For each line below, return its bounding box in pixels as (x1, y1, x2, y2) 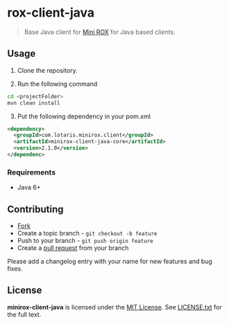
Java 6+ (17, 183, 41, 192)
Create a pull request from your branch (17, 244, 129, 252)
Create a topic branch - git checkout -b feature (17, 228, 158, 237)
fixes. (7, 264, 23, 273)
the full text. (7, 310, 42, 318)
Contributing (7, 203, 64, 215)
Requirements (7, 168, 56, 177)
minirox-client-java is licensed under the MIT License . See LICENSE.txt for (7, 303, 222, 311)
